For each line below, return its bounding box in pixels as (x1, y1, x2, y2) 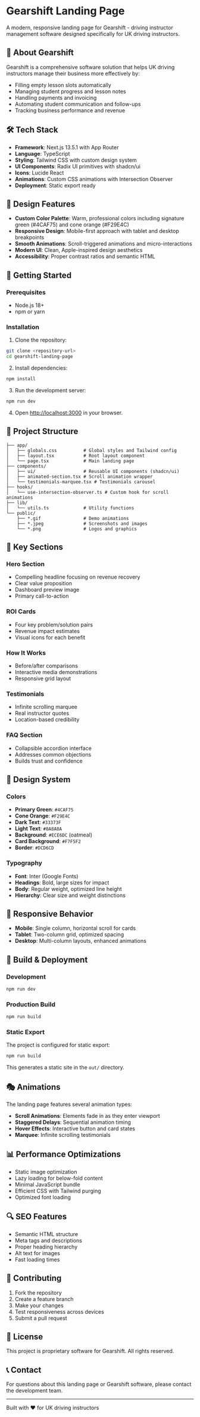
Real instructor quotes (14, 709, 70, 717)
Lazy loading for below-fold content (14, 1175, 103, 1182)
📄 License (6, 1332, 43, 1342)
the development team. (6, 1387, 63, 1394)
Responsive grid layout (14, 675, 71, 682)
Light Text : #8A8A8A (14, 825, 62, 832)
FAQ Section (6, 731, 43, 739)
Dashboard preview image (14, 586, 80, 594)
